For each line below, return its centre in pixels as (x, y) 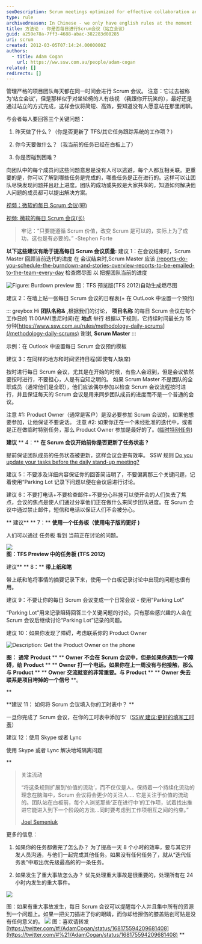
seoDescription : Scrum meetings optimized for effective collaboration (98, 12)
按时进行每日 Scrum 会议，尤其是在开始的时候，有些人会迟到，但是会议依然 (100, 372)
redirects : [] (24, 73)
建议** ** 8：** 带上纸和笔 (39, 567)
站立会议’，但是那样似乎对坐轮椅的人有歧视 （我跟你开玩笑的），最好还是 (103, 99)
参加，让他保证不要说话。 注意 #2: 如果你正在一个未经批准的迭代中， (96, 422)
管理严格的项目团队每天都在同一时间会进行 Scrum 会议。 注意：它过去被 (96, 91)
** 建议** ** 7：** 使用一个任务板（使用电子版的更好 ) (73, 523)
